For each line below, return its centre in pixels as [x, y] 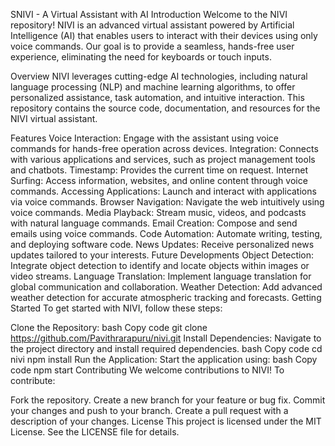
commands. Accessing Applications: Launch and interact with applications [163, 191]
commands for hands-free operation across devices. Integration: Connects [164, 148]
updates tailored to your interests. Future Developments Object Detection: [162, 255]
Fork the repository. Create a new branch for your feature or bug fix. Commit [168, 400]
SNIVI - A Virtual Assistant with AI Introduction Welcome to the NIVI [149, 14]
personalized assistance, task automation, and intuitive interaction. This [157, 97]
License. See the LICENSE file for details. [95, 432]
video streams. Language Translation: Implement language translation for [161, 276]
